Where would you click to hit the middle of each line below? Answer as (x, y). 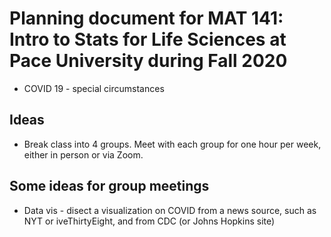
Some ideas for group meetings (109, 186)
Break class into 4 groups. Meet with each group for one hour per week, (172, 144)
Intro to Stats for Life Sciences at (148, 39)
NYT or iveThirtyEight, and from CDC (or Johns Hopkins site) (149, 221)
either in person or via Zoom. (83, 154)
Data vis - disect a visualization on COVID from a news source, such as (170, 210)
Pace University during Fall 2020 (148, 61)
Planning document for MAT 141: (146, 18)
